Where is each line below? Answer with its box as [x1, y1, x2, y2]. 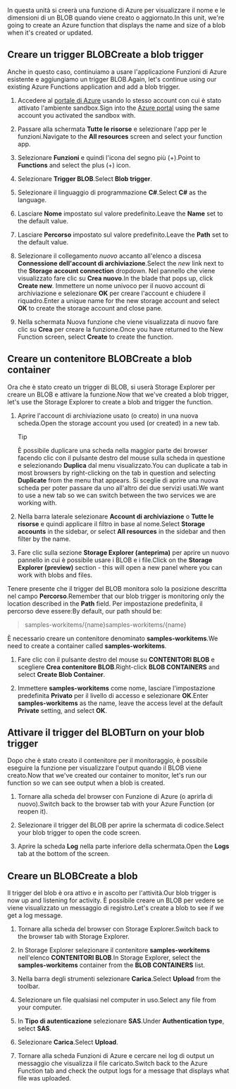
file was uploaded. [17, 1074, 72, 1083]
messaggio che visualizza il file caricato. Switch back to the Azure [17, 1059, 208, 1068]
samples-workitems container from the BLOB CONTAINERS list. [17, 961, 206, 969]
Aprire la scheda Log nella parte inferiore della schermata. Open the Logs [17, 842, 230, 851]
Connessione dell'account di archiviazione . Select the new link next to [17, 259, 224, 267]
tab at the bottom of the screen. [17, 850, 111, 858]
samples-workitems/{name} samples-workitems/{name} [24, 620, 187, 629]
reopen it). [17, 807, 48, 816]
